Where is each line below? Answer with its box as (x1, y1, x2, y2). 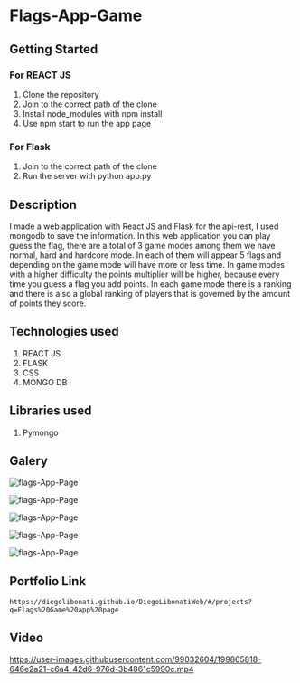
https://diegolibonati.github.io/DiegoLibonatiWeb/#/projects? (9, 598, 253, 607)
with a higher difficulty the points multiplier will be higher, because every (9, 269, 280, 280)
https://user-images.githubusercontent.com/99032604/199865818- (9, 654, 262, 665)
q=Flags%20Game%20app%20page (9, 605, 119, 615)
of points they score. (9, 298, 87, 308)
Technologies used (9, 324, 119, 339)
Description (9, 196, 77, 213)
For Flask (9, 140, 51, 153)
